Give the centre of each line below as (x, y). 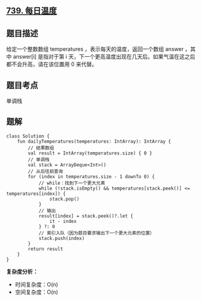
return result (46, 249)
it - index (63, 221)
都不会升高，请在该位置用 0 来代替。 (52, 64)
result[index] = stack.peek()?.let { (86, 216)
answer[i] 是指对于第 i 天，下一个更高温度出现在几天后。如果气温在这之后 (104, 57)
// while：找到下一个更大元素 (72, 183)
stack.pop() (64, 199)
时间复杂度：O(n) (36, 284)
